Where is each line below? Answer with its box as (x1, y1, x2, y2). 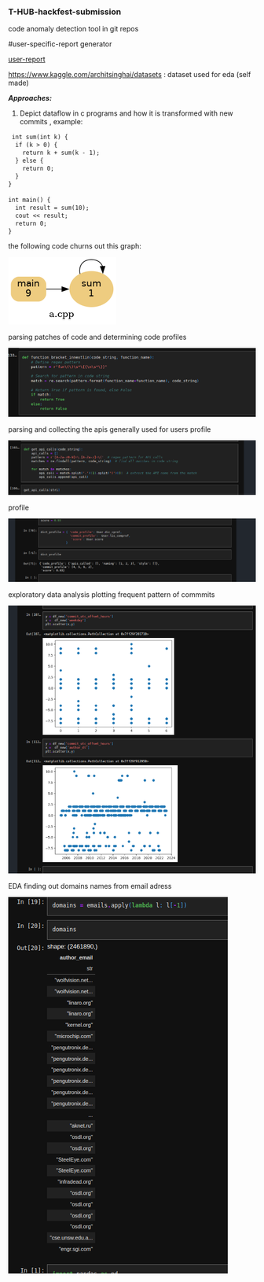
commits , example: (19, 117, 83, 127)
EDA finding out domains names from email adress (8, 881, 172, 890)
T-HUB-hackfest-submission (8, 6, 122, 17)
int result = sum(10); (15, 204, 90, 212)
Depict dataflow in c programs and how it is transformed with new (19, 109, 233, 118)
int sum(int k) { (11, 133, 68, 142)
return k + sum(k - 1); (22, 149, 101, 157)
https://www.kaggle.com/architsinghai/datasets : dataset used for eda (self (8, 70, 251, 79)
